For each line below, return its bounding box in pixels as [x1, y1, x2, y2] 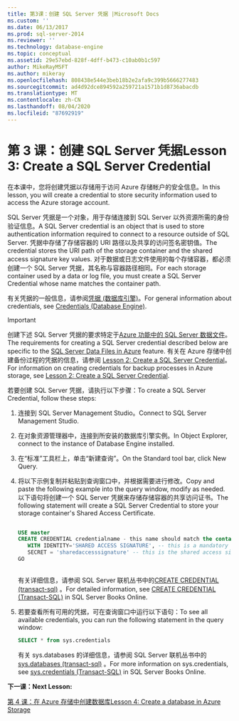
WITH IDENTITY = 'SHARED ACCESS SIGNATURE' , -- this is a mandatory [27, 542, 229, 549]
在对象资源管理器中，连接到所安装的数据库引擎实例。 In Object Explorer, [17, 431, 228, 440]
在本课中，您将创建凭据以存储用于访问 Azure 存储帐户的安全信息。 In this [7, 182, 221, 191]
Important [7, 315, 36, 324]
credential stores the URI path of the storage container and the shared [7, 246, 213, 255]
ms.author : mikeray [7, 70, 65, 77]
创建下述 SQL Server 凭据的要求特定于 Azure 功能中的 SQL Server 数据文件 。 [7, 330, 231, 339]
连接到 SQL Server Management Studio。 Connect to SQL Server [17, 409, 207, 417]
